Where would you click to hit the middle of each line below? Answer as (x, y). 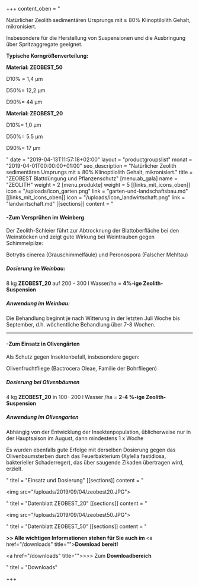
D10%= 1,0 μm (24, 125)
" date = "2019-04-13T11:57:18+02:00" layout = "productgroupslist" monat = (99, 159)
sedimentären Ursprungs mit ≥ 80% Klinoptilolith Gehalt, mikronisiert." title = (99, 172)
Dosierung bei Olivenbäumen (43, 382)
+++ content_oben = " (33, 9)
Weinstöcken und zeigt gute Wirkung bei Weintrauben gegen (81, 237)
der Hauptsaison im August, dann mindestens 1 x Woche (75, 438)
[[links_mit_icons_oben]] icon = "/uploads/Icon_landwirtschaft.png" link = (96, 197)
